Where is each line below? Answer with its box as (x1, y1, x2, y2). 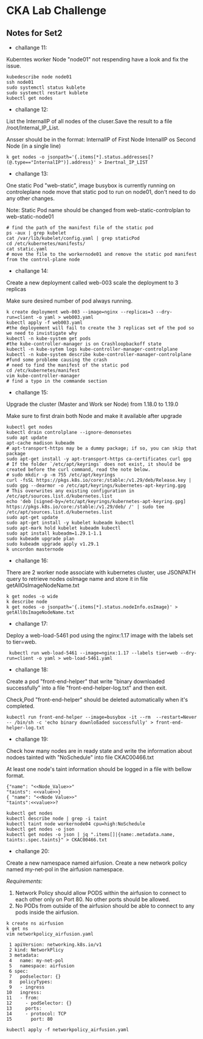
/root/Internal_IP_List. (6, 124, 60, 131)
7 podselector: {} (9, 973, 61, 979)
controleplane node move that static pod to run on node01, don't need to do (6, 188, 196, 195)
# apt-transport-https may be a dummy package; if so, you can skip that (6, 445, 198, 451)
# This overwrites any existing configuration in (6, 488, 135, 494)
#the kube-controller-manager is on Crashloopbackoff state (6, 341, 162, 347)
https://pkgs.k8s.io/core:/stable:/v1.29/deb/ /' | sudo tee (6, 504, 165, 510)
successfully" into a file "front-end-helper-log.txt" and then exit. (6, 684, 167, 691)
